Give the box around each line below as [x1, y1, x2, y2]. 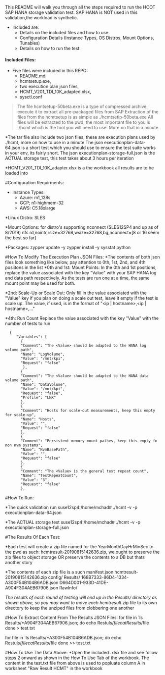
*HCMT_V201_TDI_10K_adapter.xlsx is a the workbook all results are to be [5, 165, 154, 171]
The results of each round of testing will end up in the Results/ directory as [5, 594, 157, 601]
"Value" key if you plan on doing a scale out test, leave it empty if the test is [5, 295, 159, 301]
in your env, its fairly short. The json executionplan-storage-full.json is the [5, 150, 155, 156]
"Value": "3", [20, 477, 50, 482]
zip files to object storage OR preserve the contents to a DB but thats [5, 554, 145, 560]
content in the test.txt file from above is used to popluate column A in [5, 660, 145, 666]
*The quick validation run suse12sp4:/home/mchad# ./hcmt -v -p [5, 505, 138, 511]
